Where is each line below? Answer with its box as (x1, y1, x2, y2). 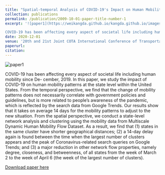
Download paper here (5, 164, 49, 170)
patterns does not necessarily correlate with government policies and (5, 92, 146, 98)
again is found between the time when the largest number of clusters (5, 134, 145, 140)
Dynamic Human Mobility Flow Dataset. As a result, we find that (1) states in (5, 123, 158, 129)
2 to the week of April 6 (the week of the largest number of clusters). (5, 154, 144, 160)
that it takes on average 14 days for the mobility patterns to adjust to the (5, 108, 151, 114)
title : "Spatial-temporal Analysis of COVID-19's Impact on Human (5, 7, 144, 12)
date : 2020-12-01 (5, 34, 41, 39)
